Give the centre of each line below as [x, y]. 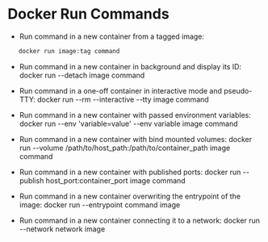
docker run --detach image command [82, 75]
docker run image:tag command [69, 51]
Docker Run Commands [89, 14]
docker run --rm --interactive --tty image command [123, 99]
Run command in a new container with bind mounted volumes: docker [135, 139]
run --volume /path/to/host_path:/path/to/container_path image [125, 148]
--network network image [62, 229]
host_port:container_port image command [116, 180]
